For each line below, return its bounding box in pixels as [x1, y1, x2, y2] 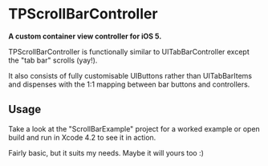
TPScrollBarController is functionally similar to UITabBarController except [8, 47, 250, 56]
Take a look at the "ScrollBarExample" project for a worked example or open [8, 123, 261, 133]
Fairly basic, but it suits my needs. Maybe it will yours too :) [8, 148, 205, 157]
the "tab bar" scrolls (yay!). [8, 55, 98, 65]
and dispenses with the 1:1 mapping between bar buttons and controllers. [8, 79, 250, 89]
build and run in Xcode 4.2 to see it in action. [8, 132, 156, 142]
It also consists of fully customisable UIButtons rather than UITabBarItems [8, 71, 253, 80]
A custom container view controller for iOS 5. [8, 31, 162, 41]
